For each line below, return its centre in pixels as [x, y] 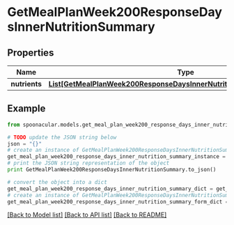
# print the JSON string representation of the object [88, 163]
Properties [31, 53]
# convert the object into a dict [57, 182]
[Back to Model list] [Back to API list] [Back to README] [87, 215]
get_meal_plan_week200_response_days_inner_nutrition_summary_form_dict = [118, 202]
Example [26, 109]
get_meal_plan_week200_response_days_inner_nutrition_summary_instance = [117, 157]
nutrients [26, 84]
